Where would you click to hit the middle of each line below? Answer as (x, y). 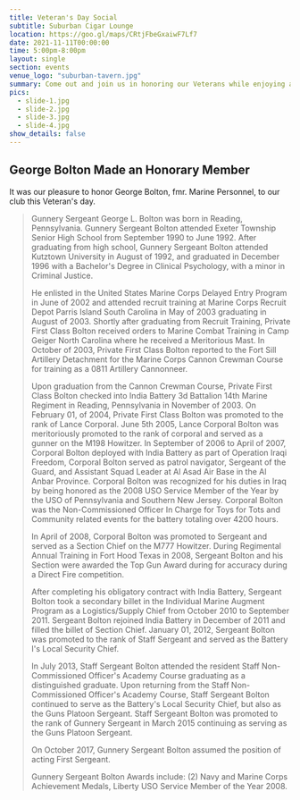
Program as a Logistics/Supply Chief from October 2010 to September (160, 611)
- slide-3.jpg (43, 117)
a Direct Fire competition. (78, 574)
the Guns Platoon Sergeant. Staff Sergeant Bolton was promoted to (154, 713)
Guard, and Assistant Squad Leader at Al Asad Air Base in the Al (149, 471)
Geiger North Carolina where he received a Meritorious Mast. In (148, 340)
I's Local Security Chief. (75, 648)
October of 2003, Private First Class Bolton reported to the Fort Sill (154, 349)
